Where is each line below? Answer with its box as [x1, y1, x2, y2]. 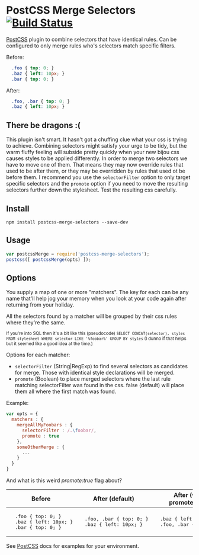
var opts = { [6, 411, 38, 417]
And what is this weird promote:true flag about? [6, 477, 123, 484]
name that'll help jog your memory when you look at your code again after [6, 295, 187, 302]
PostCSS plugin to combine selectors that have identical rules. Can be [6, 36, 177, 43]
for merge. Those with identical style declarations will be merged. [14, 369, 175, 377]
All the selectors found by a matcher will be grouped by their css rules [6, 312, 177, 320]
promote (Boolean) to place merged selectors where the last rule [14, 375, 171, 382]
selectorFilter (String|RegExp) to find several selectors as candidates [14, 363, 188, 370]
